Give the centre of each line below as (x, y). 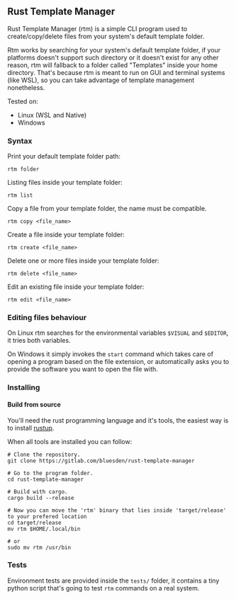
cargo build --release (41, 498)
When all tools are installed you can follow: (70, 441)
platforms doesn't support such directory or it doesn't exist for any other (113, 57)
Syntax (20, 141)
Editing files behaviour (47, 318)
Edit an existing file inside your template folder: (76, 287)
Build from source (34, 404)
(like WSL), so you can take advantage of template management (101, 80)
